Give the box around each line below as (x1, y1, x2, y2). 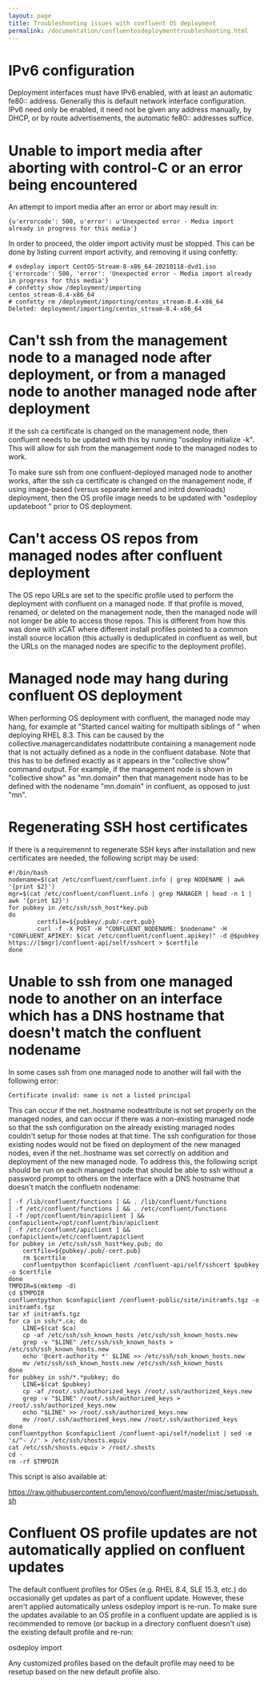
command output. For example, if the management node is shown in (8, 764, 234, 775)
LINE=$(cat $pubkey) (22, 1380, 91, 1389)
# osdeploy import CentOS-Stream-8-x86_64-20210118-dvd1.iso (8, 262, 217, 271)
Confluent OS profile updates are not (8, 1524, 258, 1542)
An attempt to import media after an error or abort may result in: (8, 202, 218, 212)
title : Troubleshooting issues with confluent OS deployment (8, 19, 217, 27)
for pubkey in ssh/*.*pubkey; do (8, 1373, 120, 1381)
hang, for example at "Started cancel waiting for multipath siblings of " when (8, 722, 261, 731)
